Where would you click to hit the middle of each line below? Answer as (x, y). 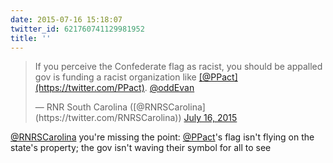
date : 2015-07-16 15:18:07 (66, 19)
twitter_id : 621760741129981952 (77, 29)
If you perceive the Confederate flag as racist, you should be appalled (178, 67)
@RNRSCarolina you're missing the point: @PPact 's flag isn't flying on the (162, 137)
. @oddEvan (169, 88)
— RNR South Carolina (81, 107)
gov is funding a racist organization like (115, 77)
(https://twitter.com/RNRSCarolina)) (108, 118)
